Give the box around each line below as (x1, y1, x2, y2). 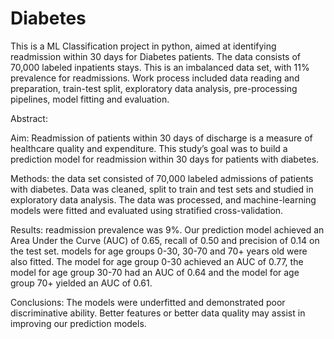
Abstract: (10, 112, 48, 124)
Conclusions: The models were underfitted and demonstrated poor (10, 296, 286, 308)
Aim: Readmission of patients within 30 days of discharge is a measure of (10, 132, 313, 144)
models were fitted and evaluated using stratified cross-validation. (10, 204, 284, 216)
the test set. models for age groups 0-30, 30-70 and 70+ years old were (10, 245, 308, 257)
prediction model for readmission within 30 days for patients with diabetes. (10, 153, 320, 165)
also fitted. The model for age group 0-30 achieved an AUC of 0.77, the (10, 255, 304, 267)
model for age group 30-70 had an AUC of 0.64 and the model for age (10, 266, 300, 278)
